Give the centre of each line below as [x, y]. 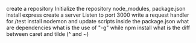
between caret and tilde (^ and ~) [48, 34]
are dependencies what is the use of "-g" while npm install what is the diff [98, 27]
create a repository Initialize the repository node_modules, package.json [96, 9]
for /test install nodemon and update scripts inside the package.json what [98, 21]
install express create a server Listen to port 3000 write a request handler [98, 15]
